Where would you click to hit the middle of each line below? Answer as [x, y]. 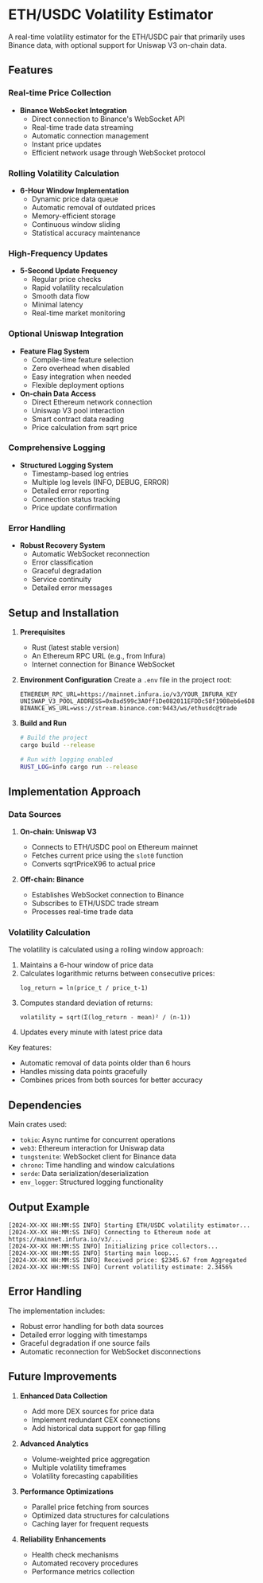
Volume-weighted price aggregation [91, 1459]
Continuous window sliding [76, 224]
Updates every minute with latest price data [91, 1032]
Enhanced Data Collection [64, 1396]
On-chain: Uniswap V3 [58, 832]
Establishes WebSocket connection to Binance [108, 895]
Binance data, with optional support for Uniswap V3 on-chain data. [118, 45]
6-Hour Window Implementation [74, 190]
